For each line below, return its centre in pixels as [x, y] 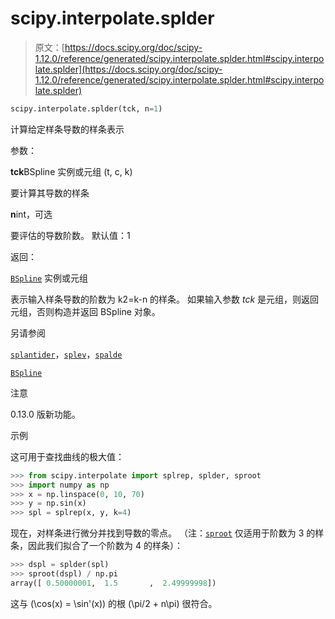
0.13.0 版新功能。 [45, 414]
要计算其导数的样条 [50, 193]
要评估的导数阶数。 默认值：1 [70, 235]
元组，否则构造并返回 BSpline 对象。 [85, 311]
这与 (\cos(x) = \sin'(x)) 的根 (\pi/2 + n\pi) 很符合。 [114, 603]
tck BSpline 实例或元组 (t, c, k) [71, 171]
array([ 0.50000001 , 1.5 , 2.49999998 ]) [113, 583]
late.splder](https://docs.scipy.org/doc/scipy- [128, 69]
